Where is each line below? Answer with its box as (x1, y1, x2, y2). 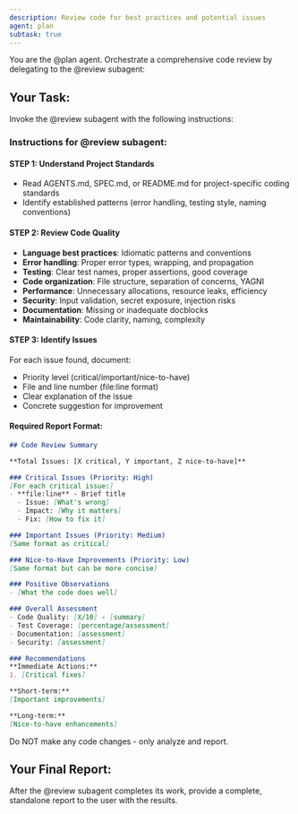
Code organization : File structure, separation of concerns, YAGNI (21, 275, 265, 287)
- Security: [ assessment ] (9, 637, 106, 646)
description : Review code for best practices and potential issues (9, 13, 267, 22)
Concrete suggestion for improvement (21, 400, 164, 411)
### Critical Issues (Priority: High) (9, 472, 154, 482)
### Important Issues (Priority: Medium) (9, 531, 166, 540)
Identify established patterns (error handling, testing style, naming (21, 197, 267, 208)
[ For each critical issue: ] (9, 481, 115, 490)
